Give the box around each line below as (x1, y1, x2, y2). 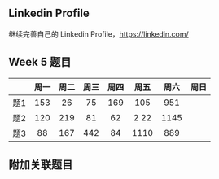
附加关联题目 (8, 158, 73, 172)
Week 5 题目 (8, 55, 72, 69)
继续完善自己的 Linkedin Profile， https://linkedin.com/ (8, 28, 189, 39)
